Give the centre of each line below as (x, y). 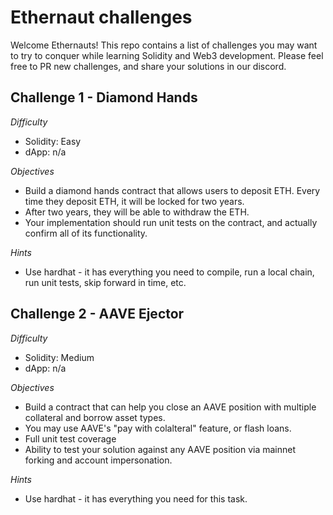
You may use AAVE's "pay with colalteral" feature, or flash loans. (158, 428)
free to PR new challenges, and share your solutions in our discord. (148, 66)
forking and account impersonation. (98, 460)
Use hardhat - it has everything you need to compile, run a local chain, (169, 272)
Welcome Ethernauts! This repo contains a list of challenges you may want (164, 45)
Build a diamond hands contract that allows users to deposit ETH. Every (172, 190)
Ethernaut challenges (101, 17)
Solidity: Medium (59, 357)
